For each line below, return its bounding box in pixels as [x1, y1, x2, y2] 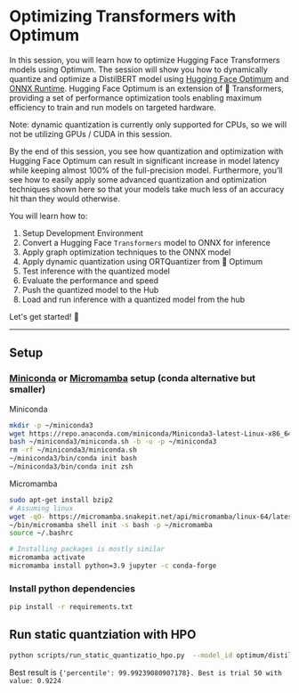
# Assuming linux [9, 503, 74, 513]
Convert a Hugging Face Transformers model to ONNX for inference [21, 237, 271, 248]
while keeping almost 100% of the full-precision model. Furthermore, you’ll [9, 165, 283, 175]
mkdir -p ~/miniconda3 [9, 420, 93, 429]
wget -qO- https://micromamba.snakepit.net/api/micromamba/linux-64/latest [9, 512, 296, 521]
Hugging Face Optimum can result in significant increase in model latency [9, 155, 280, 166]
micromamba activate [9, 553, 86, 562]
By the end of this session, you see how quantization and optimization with [9, 145, 284, 157]
